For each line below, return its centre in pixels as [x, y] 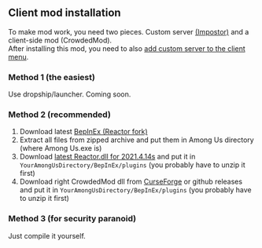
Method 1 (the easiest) [52, 77]
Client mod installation [65, 13]
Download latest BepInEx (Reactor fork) [83, 132]
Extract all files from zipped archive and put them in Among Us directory [137, 140]
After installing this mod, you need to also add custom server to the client [127, 48]
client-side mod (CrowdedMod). [60, 40]
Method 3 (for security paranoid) [72, 219]
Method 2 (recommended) [60, 115]
